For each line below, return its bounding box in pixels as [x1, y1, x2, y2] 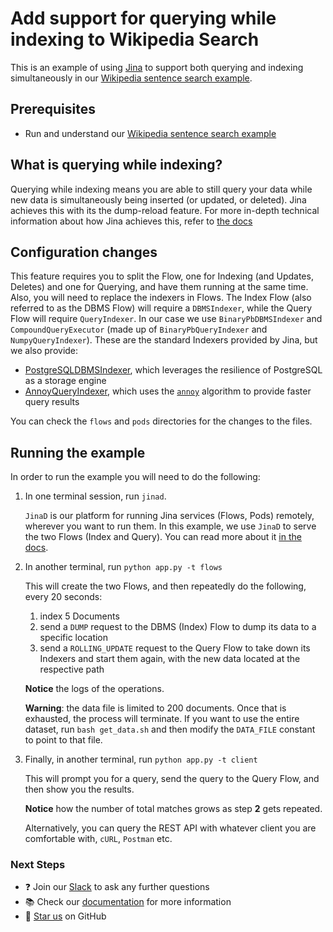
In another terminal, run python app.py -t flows [24, 561, 223, 573]
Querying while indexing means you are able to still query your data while [10, 183, 313, 195]
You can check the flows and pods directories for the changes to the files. [10, 415, 313, 427]
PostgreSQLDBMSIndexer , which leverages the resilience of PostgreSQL [24, 364, 323, 376]
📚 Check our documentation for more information [24, 896, 232, 908]
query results [24, 396, 80, 408]
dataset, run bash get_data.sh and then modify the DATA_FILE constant [24, 723, 316, 736]
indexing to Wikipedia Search [10, 28, 260, 51]
